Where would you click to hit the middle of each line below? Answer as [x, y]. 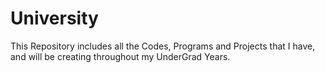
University [54, 18]
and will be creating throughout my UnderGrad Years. [120, 56]
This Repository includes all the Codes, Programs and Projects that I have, [163, 46]
